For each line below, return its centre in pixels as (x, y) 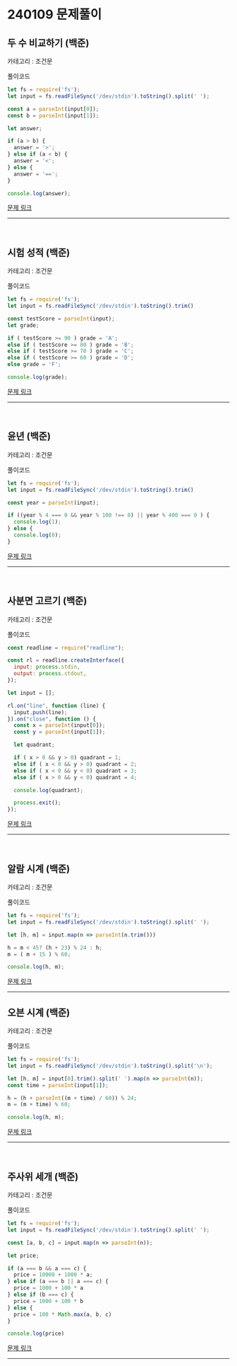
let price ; (23, 1256)
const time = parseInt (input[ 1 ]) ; (58, 1085)
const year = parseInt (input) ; (53, 503)
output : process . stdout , (50, 674)
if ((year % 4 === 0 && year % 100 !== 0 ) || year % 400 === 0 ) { (109, 515)
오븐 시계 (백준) (39, 1012)
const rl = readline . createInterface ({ (66, 660)
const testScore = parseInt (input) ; (61, 318)
